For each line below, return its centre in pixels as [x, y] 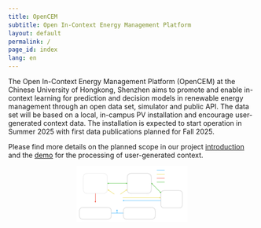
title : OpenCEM [33, 17]
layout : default [35, 33]
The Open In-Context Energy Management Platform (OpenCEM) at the [122, 81]
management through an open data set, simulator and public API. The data [129, 107]
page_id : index [33, 50]
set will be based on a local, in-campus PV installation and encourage [121, 115]
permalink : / [29, 42]
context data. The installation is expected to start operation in [142, 123]
